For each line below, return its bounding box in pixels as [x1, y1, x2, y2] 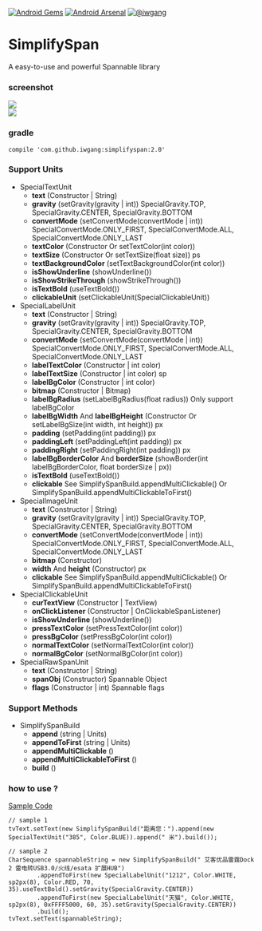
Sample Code [8, 801, 53, 810]
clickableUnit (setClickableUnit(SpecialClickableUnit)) [31, 292, 210, 302]
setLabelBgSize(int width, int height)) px [31, 419, 163, 429]
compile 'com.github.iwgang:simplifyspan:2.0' [8, 145, 166, 153]
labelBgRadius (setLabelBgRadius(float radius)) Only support [31, 394, 233, 403]
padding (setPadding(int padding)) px [31, 428, 157, 438]
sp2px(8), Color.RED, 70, [8, 878, 94, 886]
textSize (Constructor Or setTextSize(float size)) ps [31, 250, 201, 259]
